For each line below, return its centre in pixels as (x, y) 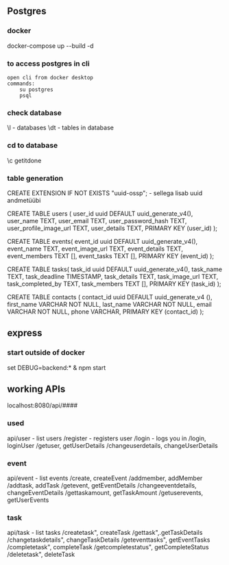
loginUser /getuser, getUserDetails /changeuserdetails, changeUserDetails (112, 445)
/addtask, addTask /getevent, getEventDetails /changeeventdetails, (102, 485)
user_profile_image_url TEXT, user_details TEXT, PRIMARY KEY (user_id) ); (112, 228)
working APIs (36, 389)
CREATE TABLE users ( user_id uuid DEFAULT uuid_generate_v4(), (100, 213)
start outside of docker (46, 353)
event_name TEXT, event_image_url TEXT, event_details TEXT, (95, 249)
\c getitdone (24, 160)
